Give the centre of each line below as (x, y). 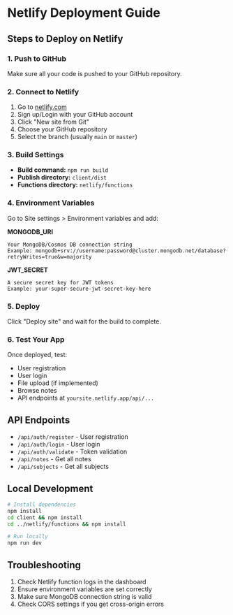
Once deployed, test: (37, 355)
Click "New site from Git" (53, 122)
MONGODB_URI (30, 231)
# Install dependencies (42, 505)
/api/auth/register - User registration (73, 437)
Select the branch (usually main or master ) (77, 137)
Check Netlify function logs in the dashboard (82, 582)
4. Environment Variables (51, 203)
